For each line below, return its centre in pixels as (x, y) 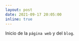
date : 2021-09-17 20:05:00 (33, 14)
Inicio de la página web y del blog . (40, 33)
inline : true (19, 19)
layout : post (19, 10)
